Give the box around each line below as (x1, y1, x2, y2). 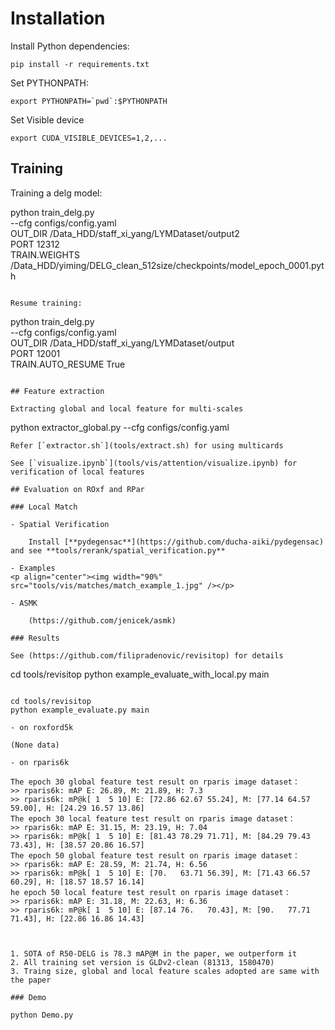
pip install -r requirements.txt (10, 59, 150, 69)
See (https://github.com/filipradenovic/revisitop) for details (10, 650, 284, 661)
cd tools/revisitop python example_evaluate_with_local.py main (10, 668, 270, 680)
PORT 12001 (10, 347, 61, 359)
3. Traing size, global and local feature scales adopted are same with (10, 966, 320, 976)
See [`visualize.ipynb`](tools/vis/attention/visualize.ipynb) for (10, 458, 298, 468)
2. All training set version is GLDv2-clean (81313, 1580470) (10, 957, 275, 967)
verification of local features (10, 467, 145, 477)
